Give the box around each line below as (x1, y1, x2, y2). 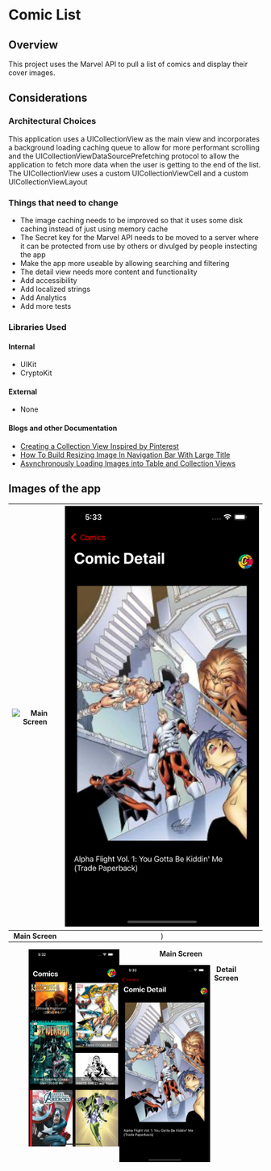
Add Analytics (19, 293, 67, 302)
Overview (8, 38, 59, 52)
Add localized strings (19, 284, 91, 294)
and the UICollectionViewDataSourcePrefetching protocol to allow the (8, 151, 240, 161)
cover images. (8, 68, 56, 78)
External (8, 387, 38, 396)
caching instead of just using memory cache (19, 224, 169, 234)
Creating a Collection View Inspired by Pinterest (19, 441, 179, 450)
